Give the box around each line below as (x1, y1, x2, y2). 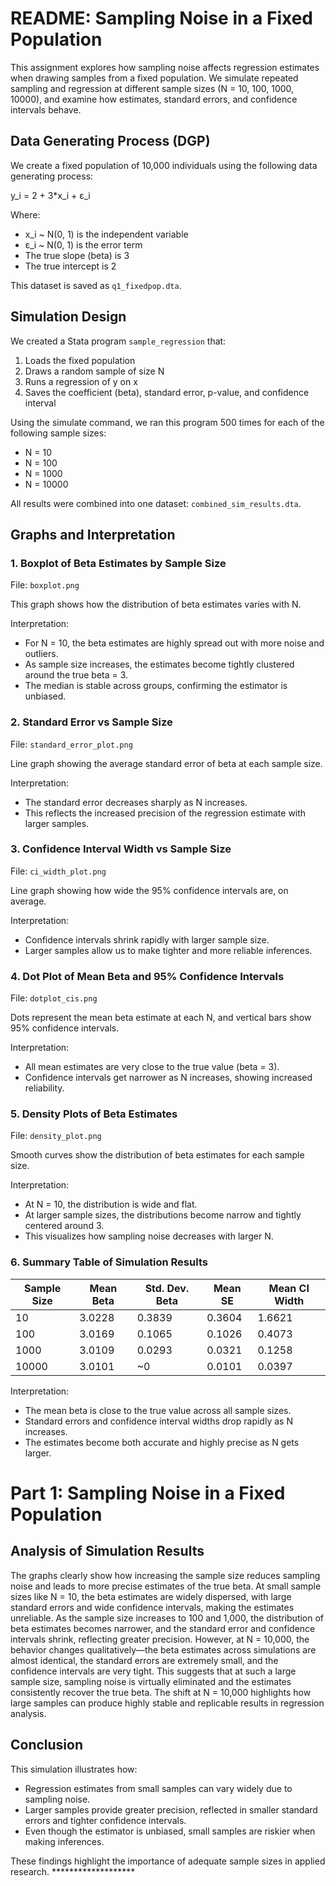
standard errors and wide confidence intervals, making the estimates (10, 1601, 295, 1613)
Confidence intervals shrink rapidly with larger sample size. (24, 933, 270, 946)
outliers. (24, 648, 59, 660)
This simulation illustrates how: (10, 1763, 138, 1775)
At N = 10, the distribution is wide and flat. (24, 1198, 198, 1211)
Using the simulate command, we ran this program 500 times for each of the (10, 416, 325, 428)
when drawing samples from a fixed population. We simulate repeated (10, 72, 299, 84)
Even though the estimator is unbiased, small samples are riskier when (24, 1825, 316, 1837)
